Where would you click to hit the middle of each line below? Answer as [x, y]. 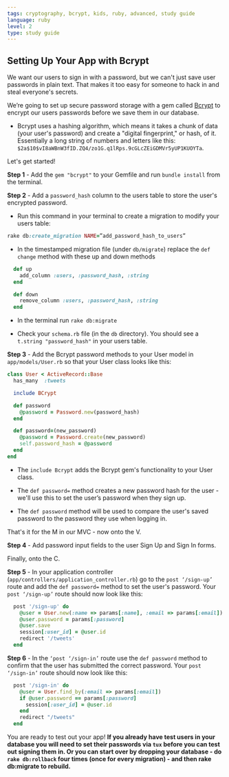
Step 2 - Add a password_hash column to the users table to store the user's [112, 195]
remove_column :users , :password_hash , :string [89, 301]
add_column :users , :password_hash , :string [84, 275]
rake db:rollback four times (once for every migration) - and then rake [109, 759]
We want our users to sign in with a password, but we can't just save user [111, 77]
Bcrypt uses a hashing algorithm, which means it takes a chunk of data [117, 126]
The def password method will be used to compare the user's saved [112, 511]
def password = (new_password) [55, 431]
